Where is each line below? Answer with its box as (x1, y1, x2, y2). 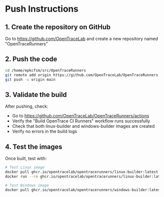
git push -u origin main (5, 77, 56, 82)
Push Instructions (5, 3, 79, 15)
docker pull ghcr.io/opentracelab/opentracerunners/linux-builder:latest (5, 169, 159, 174)
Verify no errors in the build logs (12, 128, 77, 135)
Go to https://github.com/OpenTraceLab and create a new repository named (5, 36, 159, 41)
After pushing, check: (5, 103, 49, 109)
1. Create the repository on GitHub (5, 23, 111, 31)
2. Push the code (5, 55, 58, 63)
